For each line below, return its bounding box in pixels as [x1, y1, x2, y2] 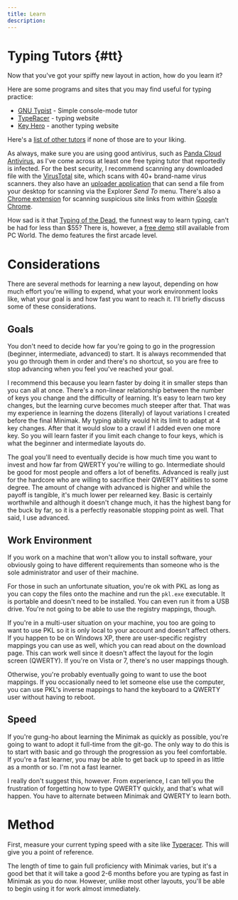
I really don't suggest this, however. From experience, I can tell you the [7, 776, 215, 785]
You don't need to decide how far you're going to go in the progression [7, 342, 215, 351]
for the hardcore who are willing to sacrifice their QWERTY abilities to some [7, 475, 229, 485]
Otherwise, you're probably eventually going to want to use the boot [7, 671, 207, 678]
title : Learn [7, 10, 46, 18]
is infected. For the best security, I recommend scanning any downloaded [7, 165, 223, 173]
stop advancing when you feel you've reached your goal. [7, 365, 174, 373]
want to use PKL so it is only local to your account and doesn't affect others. [7, 626, 231, 634]
